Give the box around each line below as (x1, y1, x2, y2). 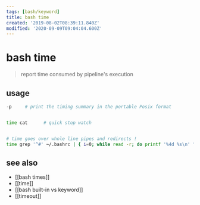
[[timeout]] (14, 192, 42, 200)
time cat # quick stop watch (6, 120, 92, 126)
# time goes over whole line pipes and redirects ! (6, 135, 137, 142)
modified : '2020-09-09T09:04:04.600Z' (6, 25, 102, 32)
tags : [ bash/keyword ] (6, 8, 60, 15)
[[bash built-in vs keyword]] (14, 186, 83, 194)
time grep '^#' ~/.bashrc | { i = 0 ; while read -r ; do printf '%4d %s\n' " (6, 141, 196, 147)
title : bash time (6, 14, 49, 20)
